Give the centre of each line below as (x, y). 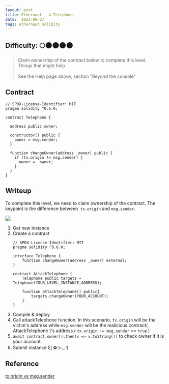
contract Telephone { (28, 117)
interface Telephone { (37, 256)
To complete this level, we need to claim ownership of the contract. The (80, 203)
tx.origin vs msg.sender (30, 376)
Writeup (18, 191)
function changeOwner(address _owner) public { (61, 153)
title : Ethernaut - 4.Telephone (39, 15)
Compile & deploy (31, 314)
